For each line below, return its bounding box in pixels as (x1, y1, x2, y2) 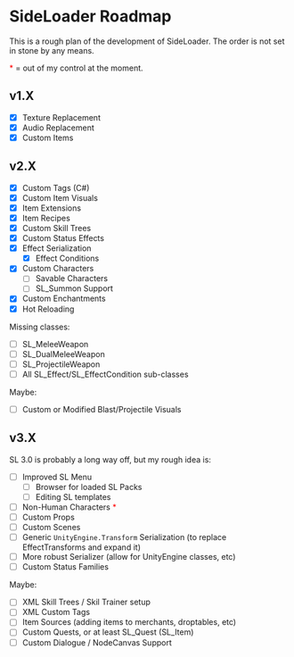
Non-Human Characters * (21, 502, 118, 512)
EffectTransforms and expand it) (21, 542, 141, 553)
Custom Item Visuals (21, 192, 98, 203)
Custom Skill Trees (21, 223, 92, 233)
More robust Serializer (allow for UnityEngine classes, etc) (21, 552, 236, 562)
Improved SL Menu (21, 471, 92, 482)
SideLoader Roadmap (9, 6, 172, 27)
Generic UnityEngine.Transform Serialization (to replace (21, 532, 227, 543)
